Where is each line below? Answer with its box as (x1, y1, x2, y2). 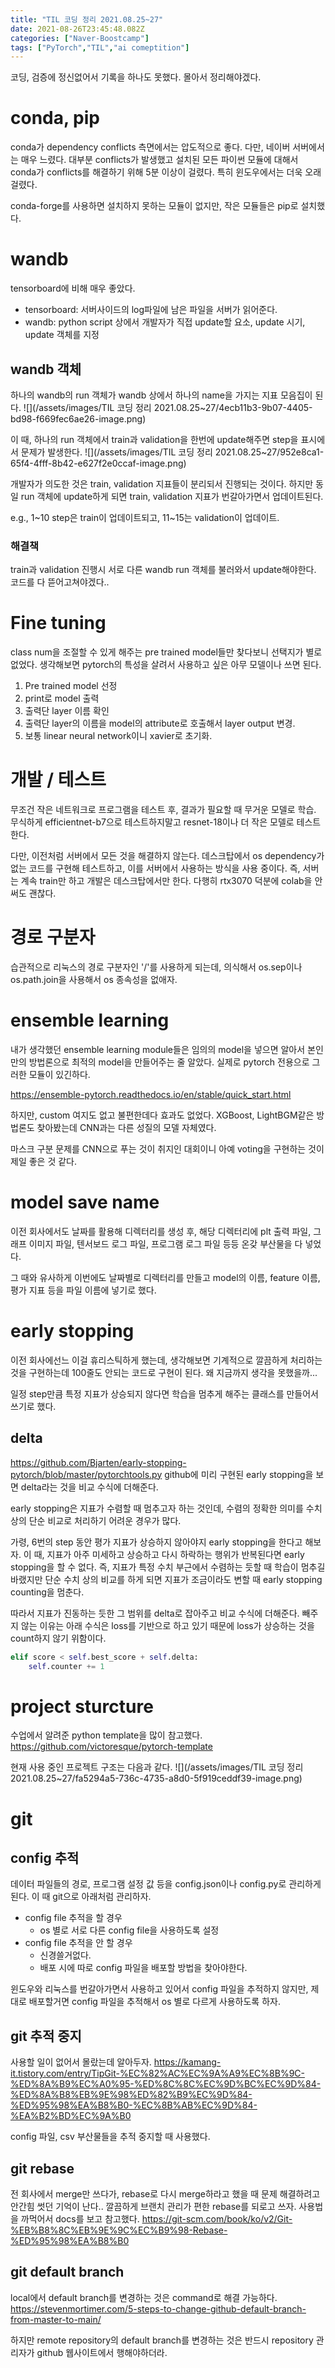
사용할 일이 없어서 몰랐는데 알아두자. (10, 2056, 152, 2068)
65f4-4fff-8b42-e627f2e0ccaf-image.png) (10, 457, 187, 469)
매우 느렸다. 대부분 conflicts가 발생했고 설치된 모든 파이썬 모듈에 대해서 (20, 154, 299, 166)
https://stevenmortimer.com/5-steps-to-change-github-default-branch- (10, 2302, 307, 2315)
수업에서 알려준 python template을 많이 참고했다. (10, 1729, 203, 1741)
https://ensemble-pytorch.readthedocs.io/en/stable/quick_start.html (10, 1088, 292, 1100)
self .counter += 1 (28, 1661, 105, 1671)
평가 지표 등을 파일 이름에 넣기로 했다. (10, 1284, 157, 1296)
